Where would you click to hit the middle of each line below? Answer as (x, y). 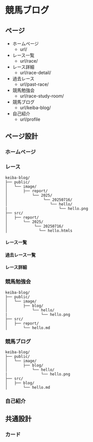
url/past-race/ (34, 84)
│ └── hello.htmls (39, 231)
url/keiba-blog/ (35, 107)
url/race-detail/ (35, 73)
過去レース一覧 (20, 255)
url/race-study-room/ (42, 96)
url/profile (30, 119)
